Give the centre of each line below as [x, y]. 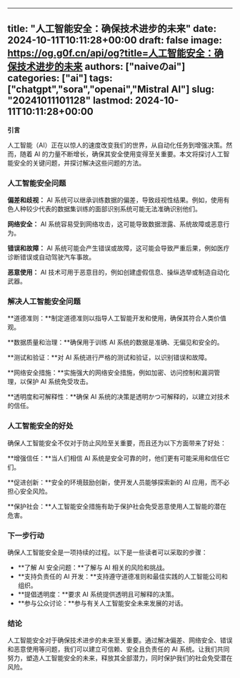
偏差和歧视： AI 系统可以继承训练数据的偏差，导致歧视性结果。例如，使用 [115, 200]
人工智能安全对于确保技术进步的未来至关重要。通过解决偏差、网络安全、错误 [120, 640]
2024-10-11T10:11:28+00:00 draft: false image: [115, 40]
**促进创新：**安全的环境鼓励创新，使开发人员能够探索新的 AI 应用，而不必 [119, 482]
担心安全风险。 [29, 491]
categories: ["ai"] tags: [60, 78]
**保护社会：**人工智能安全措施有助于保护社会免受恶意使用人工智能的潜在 [117, 506]
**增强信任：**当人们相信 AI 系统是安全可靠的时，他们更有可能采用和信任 [115, 458]
